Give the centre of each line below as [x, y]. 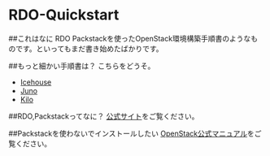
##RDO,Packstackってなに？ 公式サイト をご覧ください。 [104, 116]
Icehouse [36, 82]
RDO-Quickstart [64, 15]
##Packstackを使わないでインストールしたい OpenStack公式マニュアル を [131, 133]
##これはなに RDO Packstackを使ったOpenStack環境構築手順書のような [130, 38]
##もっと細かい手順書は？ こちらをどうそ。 [82, 66]
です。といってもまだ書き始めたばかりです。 [89, 48]
